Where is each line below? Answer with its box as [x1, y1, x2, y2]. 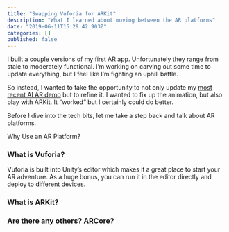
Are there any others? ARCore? [7, 216, 114, 226]
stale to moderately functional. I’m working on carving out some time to [7, 63, 212, 71]
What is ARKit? [7, 197, 59, 207]
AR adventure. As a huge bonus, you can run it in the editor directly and [7, 173, 212, 181]
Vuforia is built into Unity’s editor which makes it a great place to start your [7, 165, 221, 174]
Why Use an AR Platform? [7, 133, 81, 141]
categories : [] [7, 29, 51, 37]
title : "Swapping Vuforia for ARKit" [7, 10, 117, 17]
